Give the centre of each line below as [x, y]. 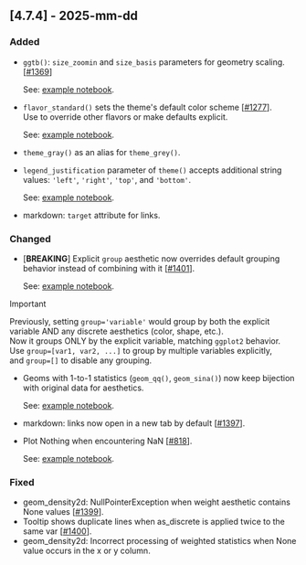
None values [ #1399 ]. [63, 512]
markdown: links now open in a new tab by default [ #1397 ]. [134, 423]
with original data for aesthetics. [83, 388]
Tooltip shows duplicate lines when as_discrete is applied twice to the [154, 522]
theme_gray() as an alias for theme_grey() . [101, 152]
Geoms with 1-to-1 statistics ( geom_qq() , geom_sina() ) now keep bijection [158, 378]
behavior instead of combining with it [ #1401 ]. [109, 268]
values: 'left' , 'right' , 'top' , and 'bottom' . [107, 179]
